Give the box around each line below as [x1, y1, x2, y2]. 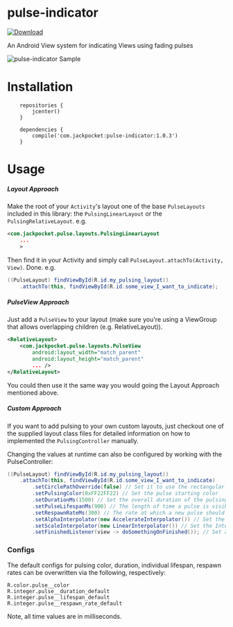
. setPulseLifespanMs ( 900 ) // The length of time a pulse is [32, 503, 209, 510]
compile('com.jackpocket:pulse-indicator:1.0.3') [32, 132, 178, 139]
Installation [7, 79, 74, 95]
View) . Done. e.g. [7, 263, 56, 271]
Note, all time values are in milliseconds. [7, 612, 122, 620]
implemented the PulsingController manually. [7, 436, 139, 445]
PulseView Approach [7, 298, 69, 306]
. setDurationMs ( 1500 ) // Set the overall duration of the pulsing [32, 497, 228, 504]
